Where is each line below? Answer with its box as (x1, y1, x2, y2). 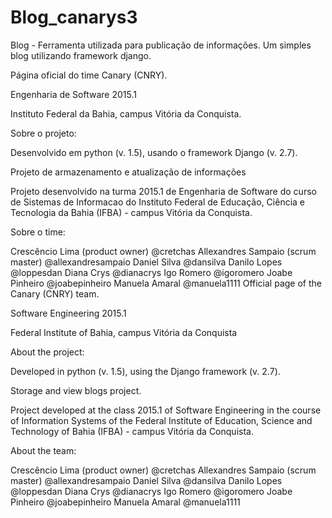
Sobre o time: (10, 226, 66, 238)
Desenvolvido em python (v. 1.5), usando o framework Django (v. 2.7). (10, 146, 298, 158)
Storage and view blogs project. (10, 384, 142, 396)
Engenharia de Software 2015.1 (10, 88, 137, 100)
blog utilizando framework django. (10, 49, 152, 61)
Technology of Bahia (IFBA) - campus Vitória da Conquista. (10, 425, 254, 437)
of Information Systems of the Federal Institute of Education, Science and (10, 414, 313, 426)
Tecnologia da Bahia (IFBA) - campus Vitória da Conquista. (10, 206, 253, 218)
